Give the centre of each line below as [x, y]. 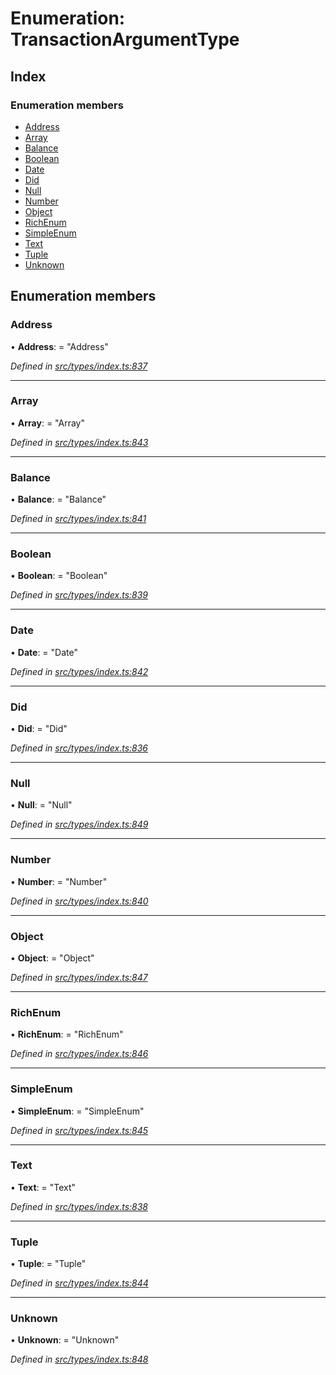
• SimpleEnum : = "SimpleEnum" [77, 1111]
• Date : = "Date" [44, 652]
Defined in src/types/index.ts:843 [79, 442]
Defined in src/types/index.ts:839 [79, 595]
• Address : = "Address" [59, 346]
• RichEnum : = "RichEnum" [67, 1034]
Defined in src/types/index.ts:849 [79, 824]
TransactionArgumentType [125, 39]
